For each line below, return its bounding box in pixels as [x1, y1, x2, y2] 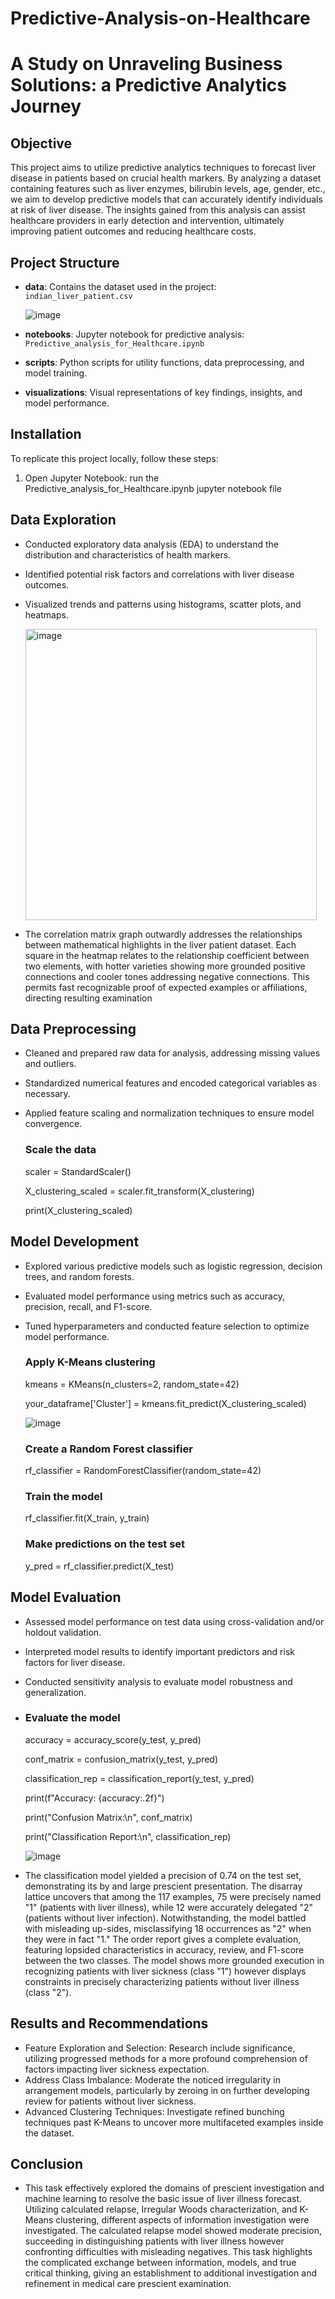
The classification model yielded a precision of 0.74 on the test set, [24, 1869, 302, 1881]
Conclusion [10, 2156, 84, 2173]
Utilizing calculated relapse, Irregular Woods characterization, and [24, 2203, 298, 2216]
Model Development [10, 1233, 140, 1251]
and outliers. [24, 1058, 77, 1070]
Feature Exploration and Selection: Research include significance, [24, 2042, 296, 2054]
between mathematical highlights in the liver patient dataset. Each [24, 938, 297, 951]
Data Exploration [10, 512, 117, 529]
